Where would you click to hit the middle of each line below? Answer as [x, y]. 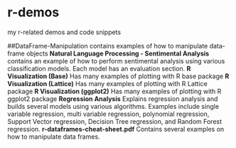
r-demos [33, 12]
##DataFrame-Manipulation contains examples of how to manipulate [108, 46]
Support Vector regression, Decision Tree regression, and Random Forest [115, 121]
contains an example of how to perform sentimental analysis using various [116, 60]
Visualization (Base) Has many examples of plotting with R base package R [118, 76]
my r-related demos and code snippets [64, 32]
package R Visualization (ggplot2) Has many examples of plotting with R [114, 91]
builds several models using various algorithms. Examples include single [113, 106]
